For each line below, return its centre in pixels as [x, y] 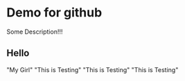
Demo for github [54, 13]
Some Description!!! [35, 32]
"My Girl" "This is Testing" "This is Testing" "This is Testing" [92, 69]
